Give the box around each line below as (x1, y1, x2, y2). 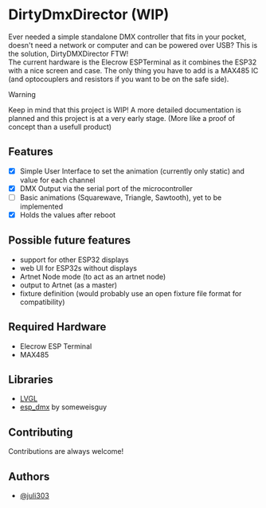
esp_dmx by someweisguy (19, 402, 108, 412)
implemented (19, 201, 64, 211)
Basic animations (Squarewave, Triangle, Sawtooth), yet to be (19, 193, 222, 202)
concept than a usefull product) (8, 122, 112, 131)
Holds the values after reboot (19, 209, 116, 220)
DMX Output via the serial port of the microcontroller (19, 183, 193, 193)
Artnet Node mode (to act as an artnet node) (19, 272, 166, 281)
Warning (8, 89, 36, 99)
